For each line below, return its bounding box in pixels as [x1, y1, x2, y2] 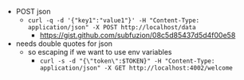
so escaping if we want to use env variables [27, 48, 172, 56]
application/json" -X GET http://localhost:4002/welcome [39, 64, 233, 72]
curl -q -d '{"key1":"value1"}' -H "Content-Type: [27, 17, 200, 25]
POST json [15, 7, 51, 16]
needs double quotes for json [15, 39, 113, 48]
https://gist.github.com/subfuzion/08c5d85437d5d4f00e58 [39, 31, 236, 40]
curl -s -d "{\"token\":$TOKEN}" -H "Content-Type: [39, 57, 215, 65]
